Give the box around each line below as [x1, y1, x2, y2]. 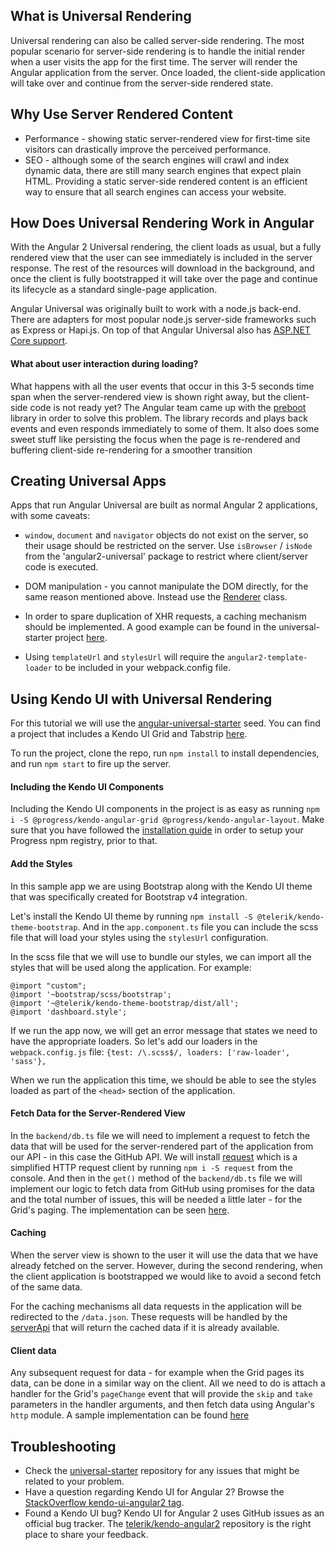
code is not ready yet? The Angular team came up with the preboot [29, 401, 307, 413]
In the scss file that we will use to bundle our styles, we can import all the [10, 950, 312, 963]
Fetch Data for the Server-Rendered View [10, 1107, 186, 1119]
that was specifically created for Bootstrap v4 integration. [10, 890, 248, 903]
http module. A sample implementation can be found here [10, 1409, 250, 1421]
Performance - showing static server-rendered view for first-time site [24, 132, 311, 144]
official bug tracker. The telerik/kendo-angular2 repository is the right [24, 1518, 312, 1530]
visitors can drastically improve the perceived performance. [24, 143, 272, 155]
